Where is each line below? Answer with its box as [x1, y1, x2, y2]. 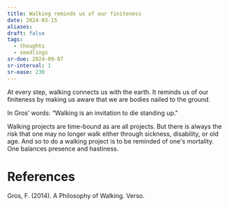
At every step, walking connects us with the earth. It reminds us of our [7, 88, 209, 96]
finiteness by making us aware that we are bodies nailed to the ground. [7, 95, 211, 103]
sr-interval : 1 [7, 62, 52, 69]
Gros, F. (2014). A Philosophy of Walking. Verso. [7, 192, 145, 200]
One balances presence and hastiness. [7, 144, 119, 153]
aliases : [7, 23, 33, 30]
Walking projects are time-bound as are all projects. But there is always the [7, 122, 222, 130]
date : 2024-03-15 [7, 17, 58, 24]
